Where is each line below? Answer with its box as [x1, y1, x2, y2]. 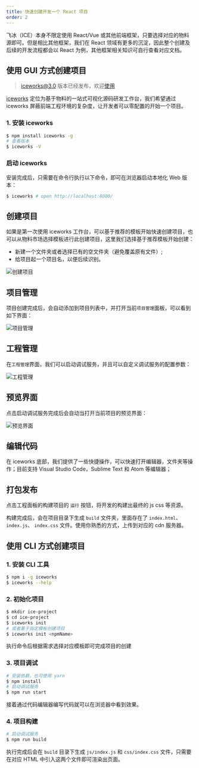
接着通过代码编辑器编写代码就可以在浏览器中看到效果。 [6, 701, 142, 708]
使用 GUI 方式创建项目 [6, 65, 86, 75]
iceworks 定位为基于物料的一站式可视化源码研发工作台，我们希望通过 [6, 95, 176, 102]
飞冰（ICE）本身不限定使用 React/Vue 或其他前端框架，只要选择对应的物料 [6, 31, 189, 39]
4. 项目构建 [6, 717, 38, 726]
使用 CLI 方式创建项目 [6, 541, 85, 551]
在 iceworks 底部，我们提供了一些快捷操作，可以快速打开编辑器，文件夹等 [6, 458, 188, 465]
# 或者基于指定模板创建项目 [6, 625, 66, 631]
